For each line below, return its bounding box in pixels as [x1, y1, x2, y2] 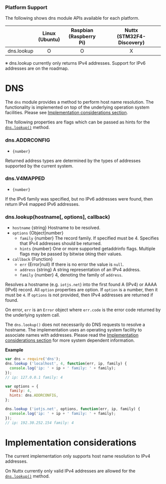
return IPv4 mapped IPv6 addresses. [5, 201, 80, 207]
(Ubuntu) [38, 36, 60, 43]
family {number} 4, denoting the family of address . [19, 272, 123, 278]
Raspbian [71, 27, 94, 34]
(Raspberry [68, 33, 96, 40]
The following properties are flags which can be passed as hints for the [5, 119, 150, 125]
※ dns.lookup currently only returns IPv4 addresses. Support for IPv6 [5, 60, 146, 66]
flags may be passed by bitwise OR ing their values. [19, 251, 123, 257]
